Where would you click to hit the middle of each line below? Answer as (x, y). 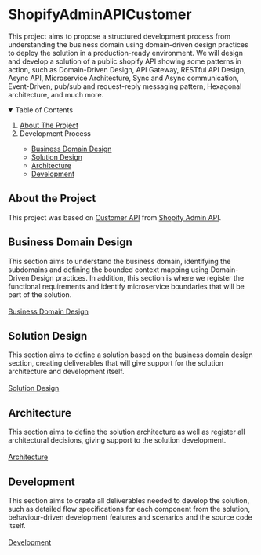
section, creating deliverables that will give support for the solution (116, 363)
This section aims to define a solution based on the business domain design (130, 355)
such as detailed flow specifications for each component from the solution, (129, 509)
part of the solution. (40, 294)
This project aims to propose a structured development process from (120, 36)
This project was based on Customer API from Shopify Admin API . (115, 217)
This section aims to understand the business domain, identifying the (120, 261)
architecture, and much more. (56, 94)
